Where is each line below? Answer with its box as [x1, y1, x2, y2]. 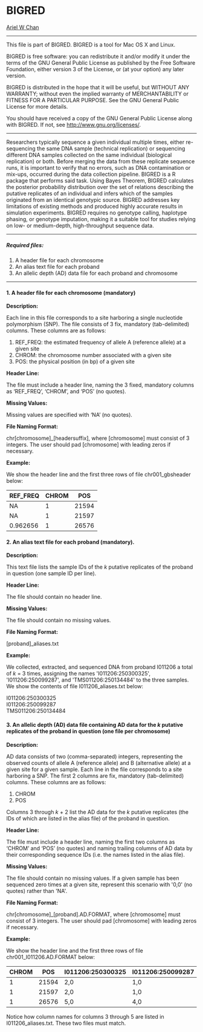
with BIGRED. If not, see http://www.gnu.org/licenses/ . [6, 121, 141, 128]
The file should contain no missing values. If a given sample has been [6, 874, 179, 882]
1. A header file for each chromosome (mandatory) [6, 289, 136, 296]
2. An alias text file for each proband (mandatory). [6, 538, 135, 546]
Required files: [6, 241, 44, 248]
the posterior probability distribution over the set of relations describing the [6, 183, 194, 190]
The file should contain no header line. [6, 593, 102, 601]
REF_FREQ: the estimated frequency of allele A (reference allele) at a [14, 339, 186, 346]
